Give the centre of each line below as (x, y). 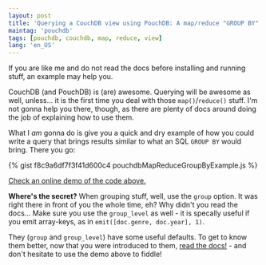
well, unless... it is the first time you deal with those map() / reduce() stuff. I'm (133, 101)
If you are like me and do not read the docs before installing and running (127, 68)
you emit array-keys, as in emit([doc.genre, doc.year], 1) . (107, 222)
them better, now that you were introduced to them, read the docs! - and (127, 246)
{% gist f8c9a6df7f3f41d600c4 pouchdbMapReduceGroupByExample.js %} (133, 165)
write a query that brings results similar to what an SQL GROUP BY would (125, 141)
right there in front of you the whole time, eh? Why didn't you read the (123, 205)
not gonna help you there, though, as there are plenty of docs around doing (133, 109)
